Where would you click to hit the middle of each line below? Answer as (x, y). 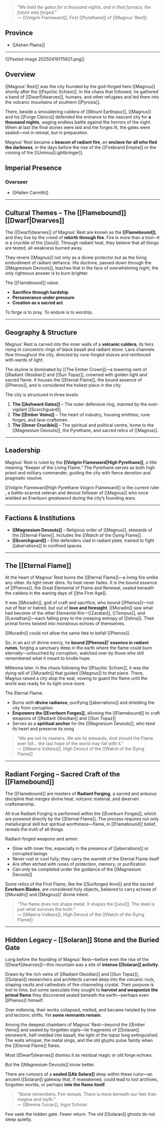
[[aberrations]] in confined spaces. (47, 545)
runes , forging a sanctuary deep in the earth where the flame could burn (79, 648)
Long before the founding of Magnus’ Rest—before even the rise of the (77, 959)
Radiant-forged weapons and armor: (42, 839)
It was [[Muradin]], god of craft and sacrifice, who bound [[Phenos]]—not (79, 603)
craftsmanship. (20, 804)
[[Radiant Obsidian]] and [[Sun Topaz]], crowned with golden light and (76, 375)
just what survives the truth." (46, 909)
